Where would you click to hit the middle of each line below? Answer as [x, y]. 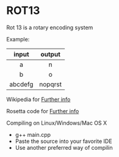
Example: [18, 39]
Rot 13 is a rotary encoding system [50, 27]
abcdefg [21, 84]
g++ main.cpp [33, 134]
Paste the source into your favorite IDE [63, 141]
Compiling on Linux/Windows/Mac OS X [57, 123]
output [51, 54]
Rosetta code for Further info [43, 111]
